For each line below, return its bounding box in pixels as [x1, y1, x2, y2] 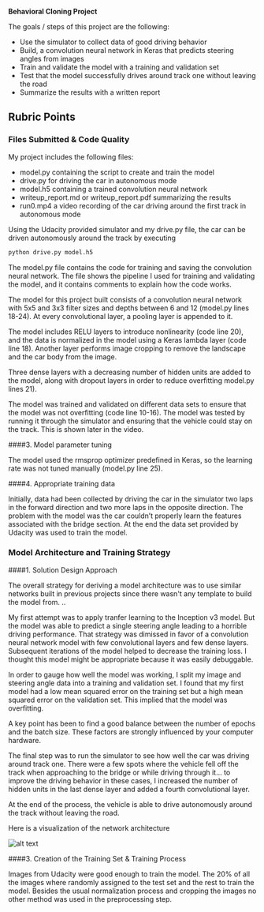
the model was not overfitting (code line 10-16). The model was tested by [8, 407, 246, 417]
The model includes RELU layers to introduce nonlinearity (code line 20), [8, 327, 244, 336]
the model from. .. [8, 597, 66, 606]
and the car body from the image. [8, 351, 117, 362]
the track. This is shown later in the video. [8, 424, 144, 433]
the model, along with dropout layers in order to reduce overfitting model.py [8, 375, 255, 385]
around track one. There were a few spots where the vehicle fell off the [8, 759, 239, 768]
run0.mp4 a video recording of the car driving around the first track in [19, 201, 247, 210]
